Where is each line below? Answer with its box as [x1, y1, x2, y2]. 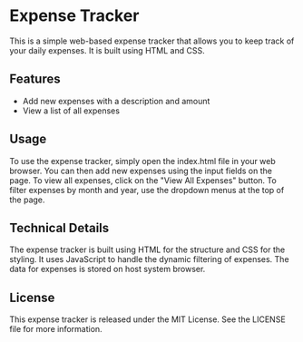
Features [9, 72, 61, 87]
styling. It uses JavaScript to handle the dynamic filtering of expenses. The [9, 254, 289, 265]
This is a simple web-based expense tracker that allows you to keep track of [9, 35, 295, 46]
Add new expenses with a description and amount [22, 95, 210, 106]
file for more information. [9, 324, 103, 335]
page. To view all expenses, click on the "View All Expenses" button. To [9, 174, 277, 186]
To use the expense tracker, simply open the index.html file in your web [9, 155, 277, 166]
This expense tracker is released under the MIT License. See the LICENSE [9, 314, 286, 325]
